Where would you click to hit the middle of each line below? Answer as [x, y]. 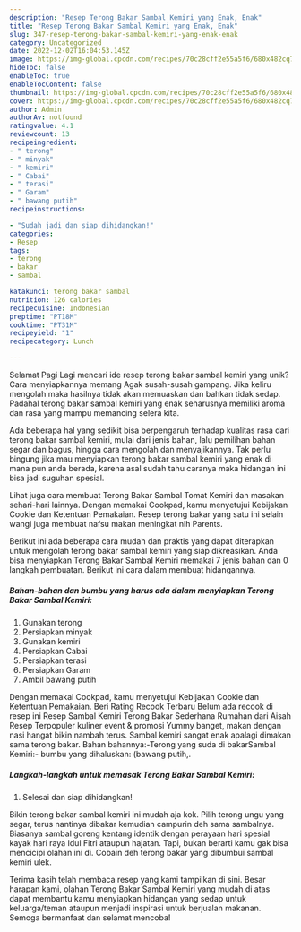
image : [21, 59]
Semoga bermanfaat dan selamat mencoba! [90, 917]
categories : [31, 234]
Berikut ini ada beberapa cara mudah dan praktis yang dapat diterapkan [142, 541]
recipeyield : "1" [42, 333]
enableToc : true [39, 76]
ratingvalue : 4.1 [42, 126]
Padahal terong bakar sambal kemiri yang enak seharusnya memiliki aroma [147, 403]
